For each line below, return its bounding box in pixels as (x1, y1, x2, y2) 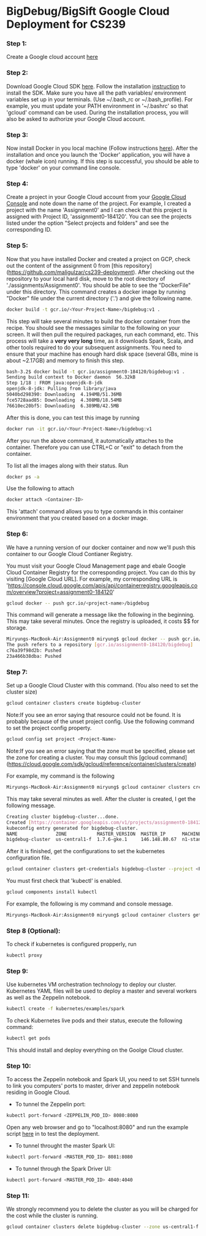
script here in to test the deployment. (6, 1130, 100, 1138)
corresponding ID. (6, 226, 52, 233)
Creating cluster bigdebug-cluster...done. (6, 813, 120, 819)
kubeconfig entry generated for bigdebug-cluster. (6, 825, 139, 831)
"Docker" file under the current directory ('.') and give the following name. (6, 294, 193, 302)
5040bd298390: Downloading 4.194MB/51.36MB (6, 391, 122, 397)
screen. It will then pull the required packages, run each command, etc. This (6, 331, 199, 338)
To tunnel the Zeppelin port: (15, 1101, 86, 1108)
